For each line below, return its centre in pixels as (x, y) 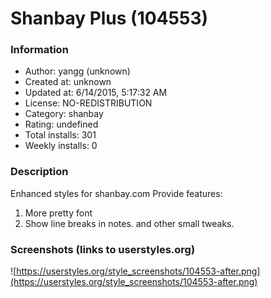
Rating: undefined (61, 124)
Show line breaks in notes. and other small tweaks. (129, 223)
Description (39, 172)
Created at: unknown (68, 82)
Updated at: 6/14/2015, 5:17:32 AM (96, 93)
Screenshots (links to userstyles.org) (103, 249)
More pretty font (58, 213)
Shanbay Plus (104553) (109, 18)
